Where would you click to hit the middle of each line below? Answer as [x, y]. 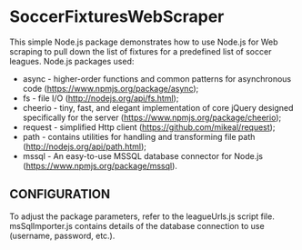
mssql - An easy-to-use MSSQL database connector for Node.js [143, 155]
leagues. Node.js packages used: [72, 61]
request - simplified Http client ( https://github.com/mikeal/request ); [149, 127]
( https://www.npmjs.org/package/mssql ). [100, 165]
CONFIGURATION [60, 194]
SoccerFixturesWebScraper [117, 17]
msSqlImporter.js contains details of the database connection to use [137, 225]
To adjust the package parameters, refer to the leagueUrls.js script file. [142, 216]
